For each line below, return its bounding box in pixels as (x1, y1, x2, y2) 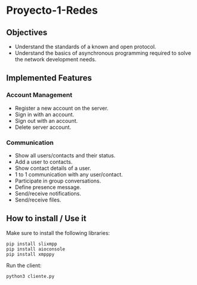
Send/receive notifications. (14, 190, 82, 197)
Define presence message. (14, 183, 82, 191)
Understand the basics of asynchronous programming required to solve (14, 49, 192, 57)
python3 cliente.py (6, 273, 55, 279)
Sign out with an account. (14, 117, 78, 124)
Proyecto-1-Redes (6, 4, 98, 17)
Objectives (6, 27, 48, 38)
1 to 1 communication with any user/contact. (14, 171, 124, 178)
